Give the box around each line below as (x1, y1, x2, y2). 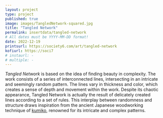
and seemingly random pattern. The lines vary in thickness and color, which (5, 82, 158, 88)
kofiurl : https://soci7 (5, 48, 54, 53)
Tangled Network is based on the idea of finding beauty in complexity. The (5, 71, 156, 77)
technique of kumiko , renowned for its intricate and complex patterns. (5, 108, 146, 114)
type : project (5, 12, 34, 17)
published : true (5, 16, 38, 21)
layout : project (5, 7, 38, 12)
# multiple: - (5, 58, 34, 62)
